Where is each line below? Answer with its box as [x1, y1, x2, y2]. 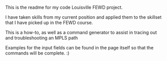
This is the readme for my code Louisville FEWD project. [5, 5, 123, 10]
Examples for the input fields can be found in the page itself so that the [5, 45, 154, 50]
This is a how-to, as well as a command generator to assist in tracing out [5, 29, 157, 35]
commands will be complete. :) [5, 50, 70, 56]
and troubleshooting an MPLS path [5, 35, 78, 41]
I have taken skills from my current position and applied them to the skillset [5, 14, 162, 20]
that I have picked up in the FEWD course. [5, 20, 93, 25]
